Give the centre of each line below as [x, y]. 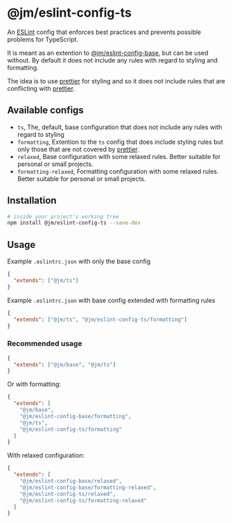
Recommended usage [45, 344]
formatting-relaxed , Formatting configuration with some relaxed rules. [118, 171]
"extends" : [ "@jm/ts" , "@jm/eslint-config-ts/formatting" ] [100, 319]
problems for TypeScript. [43, 39]
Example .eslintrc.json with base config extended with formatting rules [111, 300]
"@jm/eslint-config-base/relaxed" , [71, 481]
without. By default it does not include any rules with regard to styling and [113, 60]
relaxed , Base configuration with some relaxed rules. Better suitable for [119, 156]
